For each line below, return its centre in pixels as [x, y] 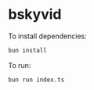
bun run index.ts [36, 80]
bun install [27, 50]
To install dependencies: [48, 36]
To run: [20, 65]
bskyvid [35, 14]
